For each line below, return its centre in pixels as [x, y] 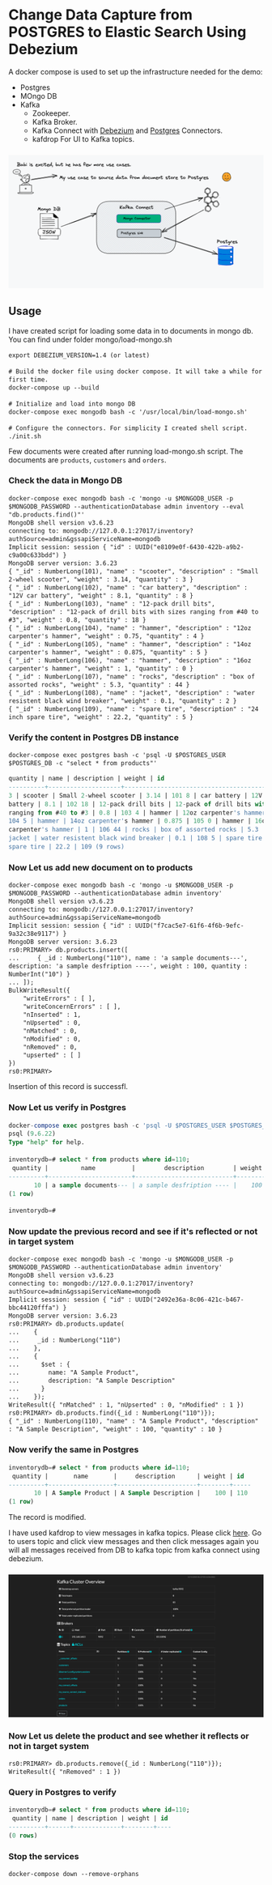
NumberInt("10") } [39, 974]
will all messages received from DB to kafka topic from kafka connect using [134, 1550]
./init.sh [25, 436]
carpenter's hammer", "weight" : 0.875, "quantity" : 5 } [108, 652]
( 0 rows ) [23, 1836]
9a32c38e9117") [34, 934]
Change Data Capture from [100, 15]
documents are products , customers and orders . [88, 460]
